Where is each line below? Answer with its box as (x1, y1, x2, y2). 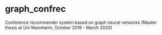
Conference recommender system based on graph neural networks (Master (5, 19, 157, 25)
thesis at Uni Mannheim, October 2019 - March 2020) (5, 24, 112, 30)
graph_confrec (5, 3, 66, 15)
